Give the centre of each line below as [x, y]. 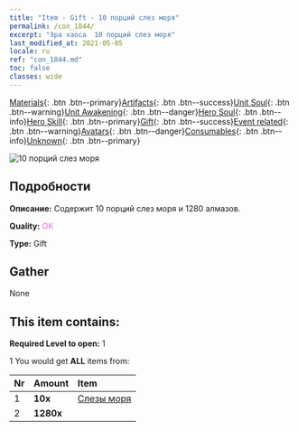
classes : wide [36, 77]
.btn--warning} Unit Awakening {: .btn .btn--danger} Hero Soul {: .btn [134, 112]
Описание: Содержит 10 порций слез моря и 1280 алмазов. [125, 208]
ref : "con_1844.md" [46, 60]
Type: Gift [28, 243]
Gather [29, 272]
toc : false [30, 69]
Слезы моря [104, 398]
